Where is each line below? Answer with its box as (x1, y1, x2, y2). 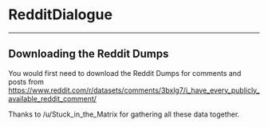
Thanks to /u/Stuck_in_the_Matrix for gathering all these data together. (8, 109, 240, 119)
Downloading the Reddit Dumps (8, 47, 169, 61)
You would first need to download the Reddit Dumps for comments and (8, 68, 242, 77)
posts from (8, 77, 45, 86)
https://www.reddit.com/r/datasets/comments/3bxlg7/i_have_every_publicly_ (8, 85, 260, 95)
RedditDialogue (8, 6, 113, 24)
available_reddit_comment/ (8, 93, 97, 103)
